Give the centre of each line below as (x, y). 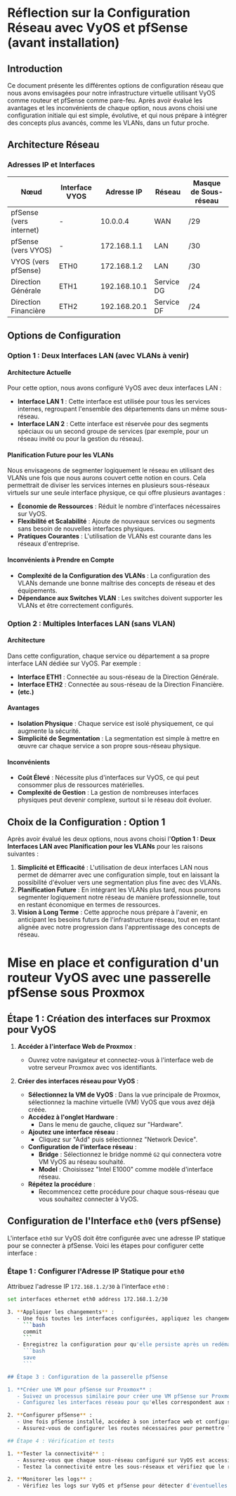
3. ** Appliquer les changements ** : (61, 1312)
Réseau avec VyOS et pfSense (98, 28)
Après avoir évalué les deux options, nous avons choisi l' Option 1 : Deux (112, 839)
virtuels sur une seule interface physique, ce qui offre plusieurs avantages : (117, 493)
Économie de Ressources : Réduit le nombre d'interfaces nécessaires (119, 506)
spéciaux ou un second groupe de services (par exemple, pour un (113, 431)
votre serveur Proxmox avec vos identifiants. (92, 1067)
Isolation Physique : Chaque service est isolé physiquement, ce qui (116, 723)
